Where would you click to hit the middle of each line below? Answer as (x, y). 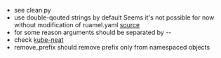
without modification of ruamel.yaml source (77, 25)
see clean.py (32, 10)
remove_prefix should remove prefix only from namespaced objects (112, 47)
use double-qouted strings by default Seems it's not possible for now (114, 17)
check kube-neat (39, 40)
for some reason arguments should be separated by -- (93, 32)
